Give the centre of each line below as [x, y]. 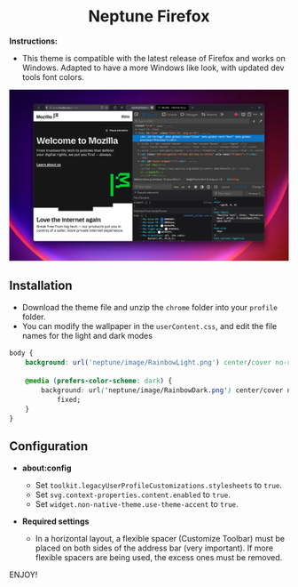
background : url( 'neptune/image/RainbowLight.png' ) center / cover [149, 362]
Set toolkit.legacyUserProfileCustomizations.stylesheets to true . [158, 485]
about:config [47, 468]
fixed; [69, 400]
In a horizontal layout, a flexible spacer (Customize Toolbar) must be [160, 538]
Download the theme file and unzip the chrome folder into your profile [149, 307]
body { [21, 353]
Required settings [55, 521]
